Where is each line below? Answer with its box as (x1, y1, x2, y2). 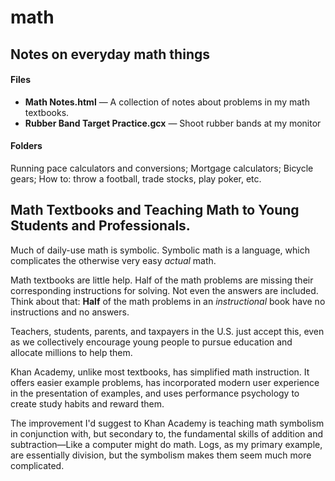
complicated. (10, 459, 65, 471)
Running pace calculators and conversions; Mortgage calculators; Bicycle (10, 162, 314, 174)
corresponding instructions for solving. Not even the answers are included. (10, 284, 319, 296)
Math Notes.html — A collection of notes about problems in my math (24, 96, 310, 108)
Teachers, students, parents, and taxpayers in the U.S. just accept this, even (10, 325, 325, 337)
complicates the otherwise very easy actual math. (10, 254, 217, 266)
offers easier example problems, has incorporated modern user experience (10, 376, 320, 388)
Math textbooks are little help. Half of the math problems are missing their (10, 274, 314, 286)
